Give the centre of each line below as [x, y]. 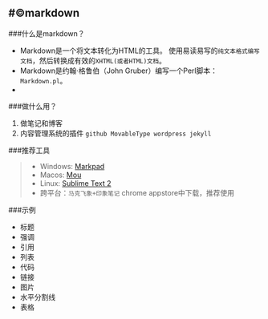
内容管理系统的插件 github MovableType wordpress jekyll [116, 133]
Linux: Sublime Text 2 [75, 183]
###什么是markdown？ [47, 33]
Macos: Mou [61, 175]
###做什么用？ [33, 106]
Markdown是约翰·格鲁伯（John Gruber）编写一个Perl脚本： [119, 71]
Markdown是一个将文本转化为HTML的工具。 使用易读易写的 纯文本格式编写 [140, 50]
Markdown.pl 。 [43, 80]
